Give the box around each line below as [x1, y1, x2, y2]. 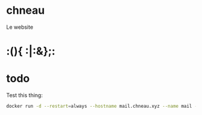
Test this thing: [6, 92, 43, 99]
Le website [6, 23, 34, 31]
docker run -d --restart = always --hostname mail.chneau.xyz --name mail [6, 103, 192, 110]
